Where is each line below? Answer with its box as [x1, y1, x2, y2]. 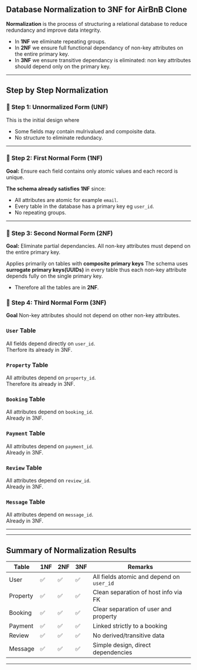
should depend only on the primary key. [14, 63, 111, 70]
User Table [6, 326, 36, 335]
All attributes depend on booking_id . [6, 408, 94, 416]
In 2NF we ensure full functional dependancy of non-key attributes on [14, 44, 184, 51]
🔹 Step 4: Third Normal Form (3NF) [6, 299, 107, 307]
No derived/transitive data [93, 631, 165, 639]
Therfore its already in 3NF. [6, 346, 72, 353]
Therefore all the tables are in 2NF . [14, 284, 99, 291]
